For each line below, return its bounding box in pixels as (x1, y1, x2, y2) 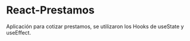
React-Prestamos (6, 4, 95, 17)
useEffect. (6, 29, 32, 36)
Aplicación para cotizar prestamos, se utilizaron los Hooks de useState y (6, 23, 184, 30)
